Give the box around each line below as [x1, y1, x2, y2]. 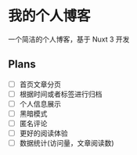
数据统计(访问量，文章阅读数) [19, 139, 114, 148]
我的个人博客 [8, 7, 92, 25]
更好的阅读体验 [19, 128, 68, 138]
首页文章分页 [19, 79, 61, 88]
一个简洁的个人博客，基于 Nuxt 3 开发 [8, 34, 130, 44]
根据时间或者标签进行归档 [19, 89, 103, 99]
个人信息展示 [19, 99, 61, 108]
